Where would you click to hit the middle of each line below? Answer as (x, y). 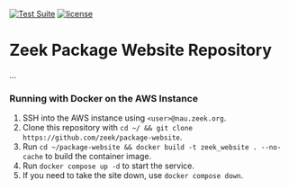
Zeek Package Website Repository (141, 50)
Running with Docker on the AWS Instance (104, 98)
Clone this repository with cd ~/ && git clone (108, 128)
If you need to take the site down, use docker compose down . (133, 175)
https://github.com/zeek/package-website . (102, 137)
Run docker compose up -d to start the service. (108, 166)
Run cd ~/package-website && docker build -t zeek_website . (140, 147)
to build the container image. (98, 157)
